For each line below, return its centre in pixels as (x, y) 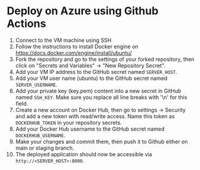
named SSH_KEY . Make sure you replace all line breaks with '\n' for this (101, 97)
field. (22, 103)
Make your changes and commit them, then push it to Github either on (101, 141)
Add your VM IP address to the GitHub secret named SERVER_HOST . (96, 72)
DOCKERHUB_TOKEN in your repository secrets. (68, 122)
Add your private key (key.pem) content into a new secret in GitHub (98, 91)
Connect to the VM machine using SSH (64, 40)
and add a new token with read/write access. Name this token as (95, 116)
